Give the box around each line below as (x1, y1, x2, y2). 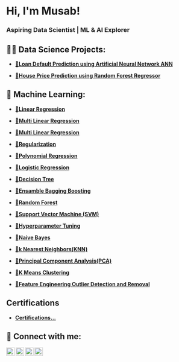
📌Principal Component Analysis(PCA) (14, 257, 112, 264)
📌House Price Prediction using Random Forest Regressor (14, 72, 161, 79)
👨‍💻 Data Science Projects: (6, 44, 106, 55)
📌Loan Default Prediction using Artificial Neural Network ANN (14, 60, 173, 67)
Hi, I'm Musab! (6, 4, 80, 18)
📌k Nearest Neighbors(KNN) (14, 245, 88, 252)
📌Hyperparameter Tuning (14, 222, 81, 229)
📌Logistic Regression (14, 164, 70, 171)
